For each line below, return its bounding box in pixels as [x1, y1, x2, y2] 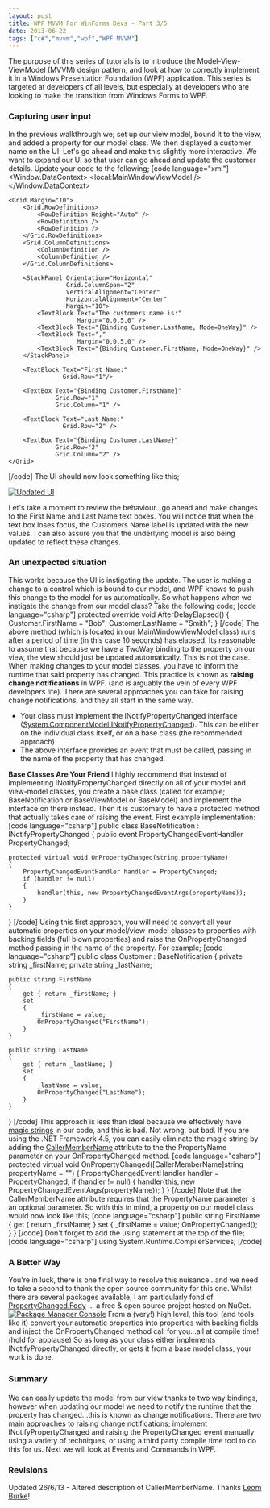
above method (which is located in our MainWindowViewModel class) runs [8, 627, 256, 636]
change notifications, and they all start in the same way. [8, 695, 193, 705]
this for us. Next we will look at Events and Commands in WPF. [8, 1444, 216, 1454]
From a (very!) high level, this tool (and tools [107, 1310, 255, 1319]
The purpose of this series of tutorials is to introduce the [8, 56, 196, 66]
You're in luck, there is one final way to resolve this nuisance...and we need [8, 1275, 259, 1285]
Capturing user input [8, 110, 92, 122]
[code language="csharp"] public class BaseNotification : [8, 820, 200, 831]
